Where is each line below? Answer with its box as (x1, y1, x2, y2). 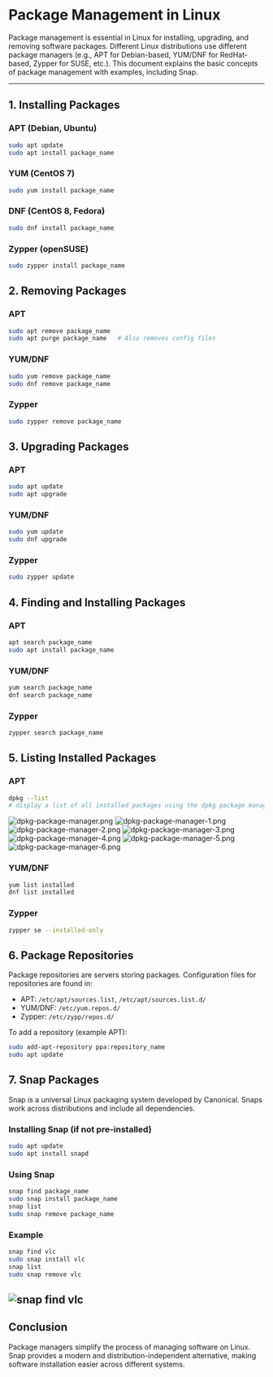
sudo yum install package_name (8, 186, 115, 194)
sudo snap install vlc (8, 1255, 85, 1263)
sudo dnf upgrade (8, 535, 67, 543)
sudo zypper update (8, 573, 75, 582)
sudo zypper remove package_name (8, 417, 122, 426)
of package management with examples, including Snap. (8, 67, 199, 76)
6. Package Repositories (8, 948, 134, 962)
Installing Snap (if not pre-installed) (8, 1124, 152, 1135)
